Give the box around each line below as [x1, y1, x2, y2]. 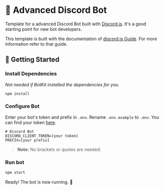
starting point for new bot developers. [5, 26, 82, 32]
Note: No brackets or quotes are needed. [17, 146, 101, 152]
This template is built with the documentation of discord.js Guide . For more [5, 36, 157, 42]
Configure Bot [5, 103, 40, 110]
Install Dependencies [5, 70, 57, 77]
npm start [5, 170, 26, 175]
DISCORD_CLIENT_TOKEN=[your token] [5, 133, 79, 138]
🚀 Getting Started [5, 56, 60, 64]
